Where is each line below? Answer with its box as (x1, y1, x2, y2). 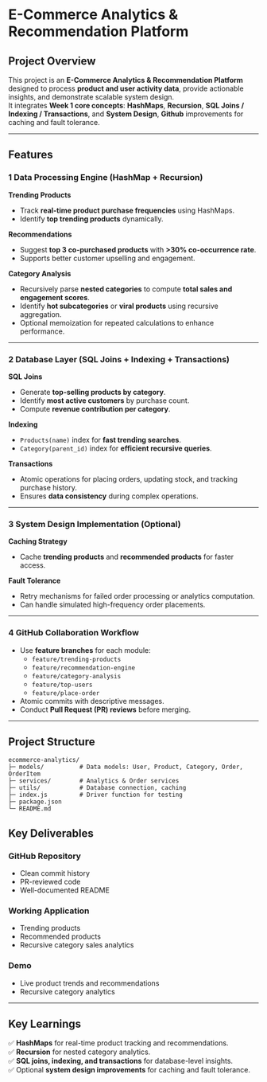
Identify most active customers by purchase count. (19, 396, 190, 405)
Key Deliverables (8, 826, 94, 840)
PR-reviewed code (19, 877, 81, 887)
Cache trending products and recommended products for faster (19, 552, 234, 562)
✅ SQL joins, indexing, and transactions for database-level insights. (8, 1057, 233, 1066)
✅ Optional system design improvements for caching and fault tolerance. (8, 1065, 250, 1075)
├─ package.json (8, 798, 62, 806)
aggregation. (19, 309, 62, 319)
